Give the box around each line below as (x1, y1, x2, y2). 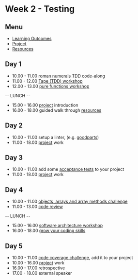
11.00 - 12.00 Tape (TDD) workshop (12, 78, 83, 84)
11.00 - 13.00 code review (12, 204, 63, 210)
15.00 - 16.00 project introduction (12, 102, 78, 108)
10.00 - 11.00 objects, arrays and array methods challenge (12, 198, 128, 205)
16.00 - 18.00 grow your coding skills (12, 227, 86, 234)
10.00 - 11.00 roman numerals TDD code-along (12, 73, 106, 79)
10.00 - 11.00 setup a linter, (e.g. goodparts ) (12, 134, 99, 140)
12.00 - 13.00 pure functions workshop (12, 83, 90, 89)
